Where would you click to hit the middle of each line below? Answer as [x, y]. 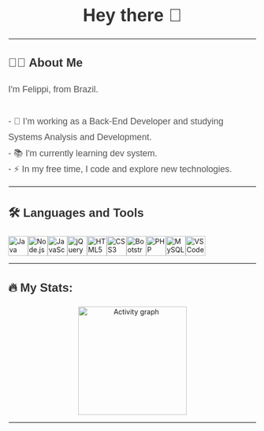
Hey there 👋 [132, 15]
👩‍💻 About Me [46, 63]
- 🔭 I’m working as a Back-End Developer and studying [116, 121]
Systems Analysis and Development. [80, 137]
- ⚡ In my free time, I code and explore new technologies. [120, 169]
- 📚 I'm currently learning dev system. [83, 153]
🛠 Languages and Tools [76, 213]
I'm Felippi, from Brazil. [53, 90]
